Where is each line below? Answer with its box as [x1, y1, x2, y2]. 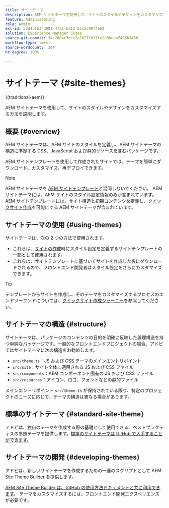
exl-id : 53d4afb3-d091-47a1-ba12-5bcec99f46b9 [5, 26, 105, 31]
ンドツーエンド [5, 298, 36, 304]
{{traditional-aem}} [5, 94, 45, 100]
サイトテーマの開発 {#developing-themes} [5, 453, 140, 462]
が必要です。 [5, 497, 32, 503]
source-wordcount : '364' [5, 45, 57, 50]
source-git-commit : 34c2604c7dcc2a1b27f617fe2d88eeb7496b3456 [5, 36, 138, 41]
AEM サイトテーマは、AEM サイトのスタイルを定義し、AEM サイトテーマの [5, 142, 161, 148]
